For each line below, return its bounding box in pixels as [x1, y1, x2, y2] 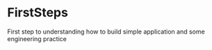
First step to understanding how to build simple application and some [7, 27, 205, 36]
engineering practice [7, 34, 67, 42]
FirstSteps [7, 5, 68, 21]
